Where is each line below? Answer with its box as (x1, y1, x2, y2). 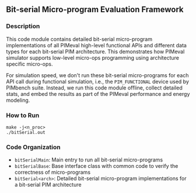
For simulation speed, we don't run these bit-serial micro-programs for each (6, 71, 189, 78)
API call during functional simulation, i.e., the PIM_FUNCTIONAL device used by (6, 78, 190, 85)
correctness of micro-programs (14, 169, 91, 176)
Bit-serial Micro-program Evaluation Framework (6, 5, 184, 15)
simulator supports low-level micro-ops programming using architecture (6, 54, 180, 61)
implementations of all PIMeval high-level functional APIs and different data (6, 42, 187, 49)
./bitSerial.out (6, 129, 45, 135)
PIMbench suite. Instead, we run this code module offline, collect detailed (6, 84, 183, 91)
